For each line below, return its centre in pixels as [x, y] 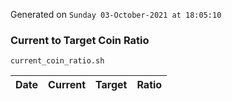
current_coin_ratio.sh [57, 61]
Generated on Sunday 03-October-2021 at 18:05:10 [116, 14]
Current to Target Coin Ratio [80, 40]
